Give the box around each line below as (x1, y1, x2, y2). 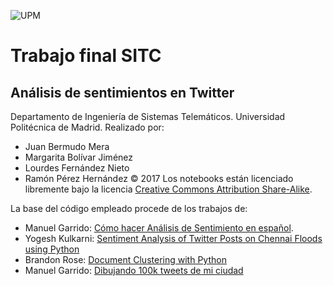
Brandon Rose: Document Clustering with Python (24, 254, 227, 265)
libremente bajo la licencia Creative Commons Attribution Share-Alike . (24, 183, 313, 195)
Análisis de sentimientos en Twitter (10, 84, 235, 101)
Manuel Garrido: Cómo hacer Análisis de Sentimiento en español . (24, 222, 294, 234)
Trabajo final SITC (10, 45, 162, 67)
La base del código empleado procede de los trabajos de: (10, 203, 248, 214)
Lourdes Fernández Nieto (24, 162, 130, 174)
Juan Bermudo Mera (24, 141, 110, 152)
